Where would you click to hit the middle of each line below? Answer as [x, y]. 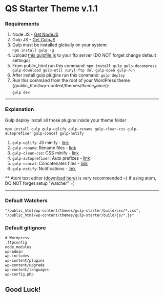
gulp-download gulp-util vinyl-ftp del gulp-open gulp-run [73, 71]
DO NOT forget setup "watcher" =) [40, 183]
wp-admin [14, 251]
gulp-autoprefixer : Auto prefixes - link [51, 158]
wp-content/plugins [25, 261]
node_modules [18, 247]
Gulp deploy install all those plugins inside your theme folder [66, 120]
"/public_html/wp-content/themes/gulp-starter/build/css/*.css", [73, 210]
